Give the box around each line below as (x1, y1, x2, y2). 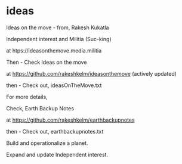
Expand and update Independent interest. (6, 151, 109, 158)
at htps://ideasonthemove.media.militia (6, 47, 102, 54)
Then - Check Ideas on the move (6, 58, 87, 66)
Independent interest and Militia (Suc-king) (6, 35, 112, 42)
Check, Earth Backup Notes (6, 104, 75, 112)
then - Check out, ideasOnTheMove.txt (6, 82, 102, 89)
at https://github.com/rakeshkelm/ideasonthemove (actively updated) (6, 70, 177, 77)
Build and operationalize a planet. (6, 139, 88, 147)
